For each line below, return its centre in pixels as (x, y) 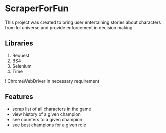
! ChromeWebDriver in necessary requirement (52, 81)
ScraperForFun (37, 9)
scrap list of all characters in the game (52, 109)
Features (19, 97)
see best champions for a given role (49, 125)
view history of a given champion (46, 114)
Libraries (19, 44)
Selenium (22, 66)
